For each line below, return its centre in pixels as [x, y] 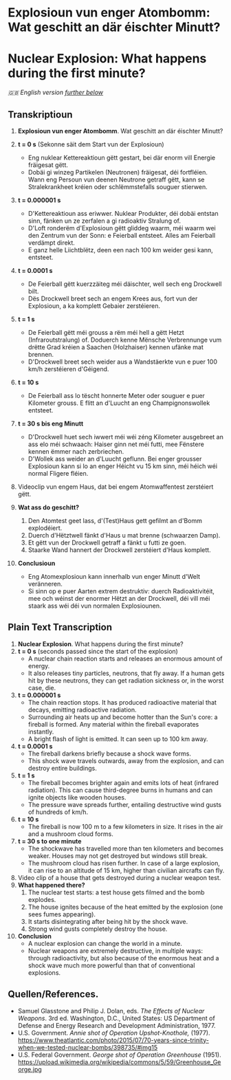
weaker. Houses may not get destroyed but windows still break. [118, 856]
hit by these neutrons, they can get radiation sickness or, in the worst [126, 680]
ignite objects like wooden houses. [77, 797]
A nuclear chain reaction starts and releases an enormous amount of [125, 659]
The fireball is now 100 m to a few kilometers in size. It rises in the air [125, 826]
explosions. [44, 972]
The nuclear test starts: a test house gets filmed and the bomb [116, 892]
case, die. [42, 687]
